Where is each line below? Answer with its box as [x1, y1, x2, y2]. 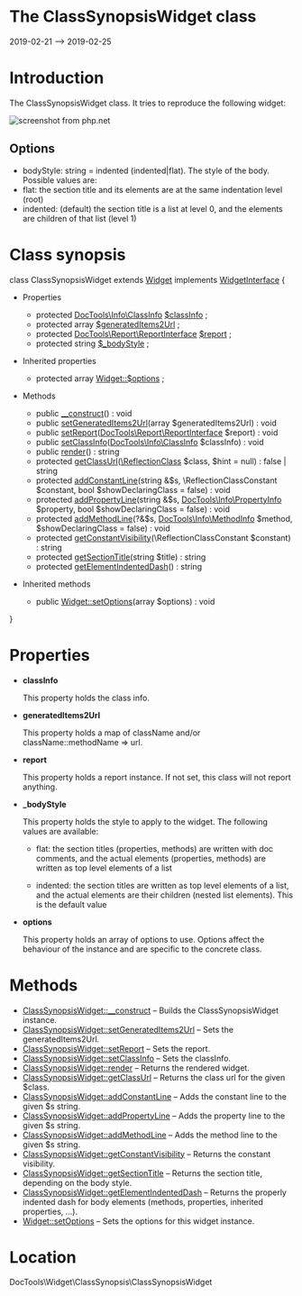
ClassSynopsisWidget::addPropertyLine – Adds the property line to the [22, 1110, 286, 1121]
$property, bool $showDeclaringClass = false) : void [35, 503, 230, 515]
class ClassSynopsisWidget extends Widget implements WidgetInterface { [9, 274, 286, 285]
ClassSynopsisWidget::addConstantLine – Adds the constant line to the [22, 1091, 287, 1101]
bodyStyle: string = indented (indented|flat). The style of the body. [22, 165, 270, 176]
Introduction [9, 68, 105, 88]
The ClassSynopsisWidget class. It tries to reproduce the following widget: [9, 97, 287, 108]
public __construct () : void [35, 407, 133, 418]
